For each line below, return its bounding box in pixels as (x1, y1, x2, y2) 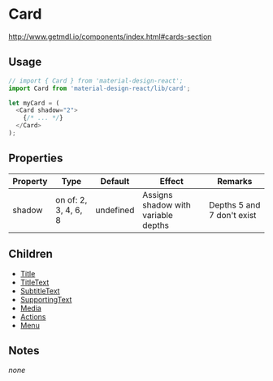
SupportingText (19, 294, 72, 304)
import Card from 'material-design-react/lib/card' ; (8, 84, 191, 92)
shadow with (141, 199, 191, 211)
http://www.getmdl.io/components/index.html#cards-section (8, 32, 212, 41)
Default (100, 175, 130, 186)
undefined (95, 204, 135, 216)
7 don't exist (208, 209, 257, 220)
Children (8, 247, 53, 261)
